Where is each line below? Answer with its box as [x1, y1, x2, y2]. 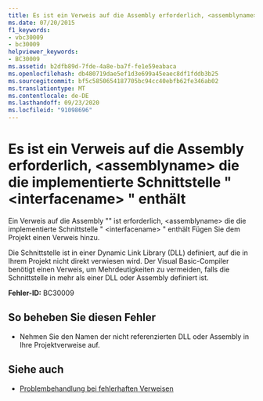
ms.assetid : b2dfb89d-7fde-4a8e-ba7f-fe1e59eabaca [8, 63, 177, 71]
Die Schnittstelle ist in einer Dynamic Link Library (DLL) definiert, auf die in [8, 248, 248, 257]
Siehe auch [8, 363, 64, 377]
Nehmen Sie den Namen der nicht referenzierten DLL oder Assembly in [19, 331, 250, 341]
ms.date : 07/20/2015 [8, 19, 76, 27]
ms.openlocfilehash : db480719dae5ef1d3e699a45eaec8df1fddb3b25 [8, 70, 219, 78]
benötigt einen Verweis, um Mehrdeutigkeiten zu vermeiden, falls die [8, 264, 230, 274]
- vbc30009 [8, 33, 44, 42]
